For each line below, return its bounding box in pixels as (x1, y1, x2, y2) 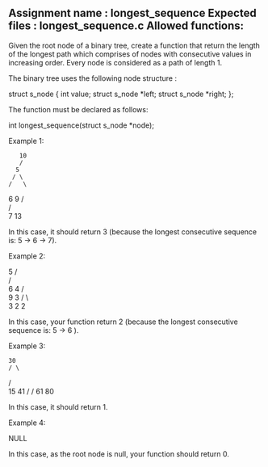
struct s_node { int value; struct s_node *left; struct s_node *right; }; (8, 89, 234, 99)
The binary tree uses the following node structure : (8, 73, 178, 83)
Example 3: (8, 341, 46, 351)
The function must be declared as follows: (8, 104, 149, 114)
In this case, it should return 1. (8, 402, 108, 411)
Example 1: (8, 136, 44, 145)
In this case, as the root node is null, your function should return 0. (8, 448, 230, 459)
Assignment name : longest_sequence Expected (8, 6, 257, 20)
